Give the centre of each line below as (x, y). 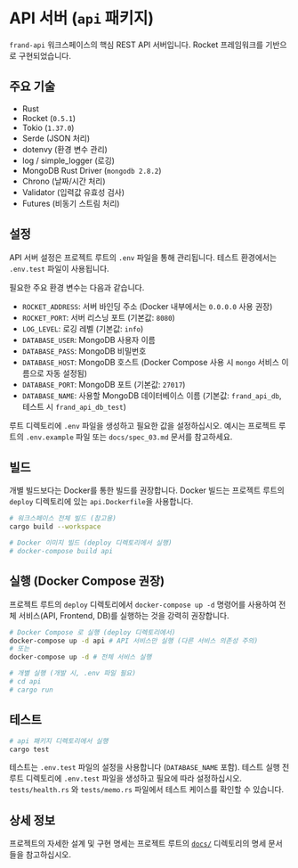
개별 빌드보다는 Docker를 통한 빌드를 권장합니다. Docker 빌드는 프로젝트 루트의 (147, 490)
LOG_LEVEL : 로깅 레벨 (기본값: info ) (83, 328)
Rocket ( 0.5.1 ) (49, 118)
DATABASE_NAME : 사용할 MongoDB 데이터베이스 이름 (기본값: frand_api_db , (152, 395)
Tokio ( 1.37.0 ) (48, 127)
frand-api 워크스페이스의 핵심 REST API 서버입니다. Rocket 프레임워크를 (137, 45)
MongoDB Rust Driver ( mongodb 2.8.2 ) (92, 170)
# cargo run (31, 690)
